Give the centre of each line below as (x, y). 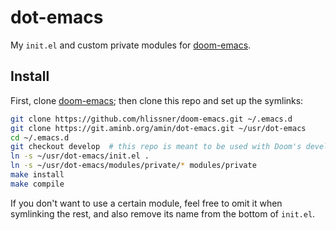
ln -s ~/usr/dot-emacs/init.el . (80, 156)
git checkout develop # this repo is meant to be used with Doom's (156, 147)
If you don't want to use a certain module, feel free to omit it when (146, 203)
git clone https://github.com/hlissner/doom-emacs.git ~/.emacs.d (151, 119)
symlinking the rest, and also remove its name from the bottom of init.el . (163, 213)
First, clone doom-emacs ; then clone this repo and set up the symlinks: (157, 100)
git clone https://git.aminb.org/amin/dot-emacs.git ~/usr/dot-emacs (158, 128)
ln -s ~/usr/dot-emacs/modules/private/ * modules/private (133, 166)
